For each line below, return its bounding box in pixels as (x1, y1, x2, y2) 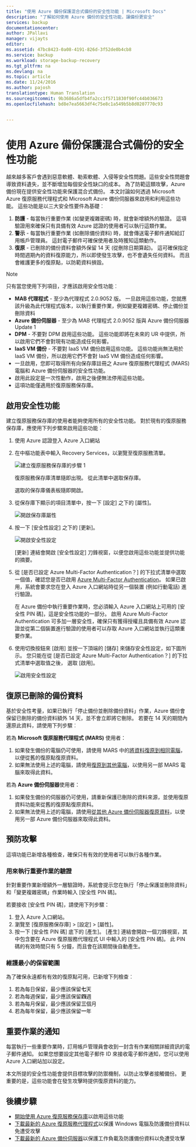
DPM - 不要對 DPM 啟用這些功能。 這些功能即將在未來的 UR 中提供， (14, 331, 181, 338)
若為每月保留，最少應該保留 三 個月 (14, 1000, 97, 1007)
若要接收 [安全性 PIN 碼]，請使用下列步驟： (6, 901, 110, 908)
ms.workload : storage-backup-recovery (6, 57, 100, 63)
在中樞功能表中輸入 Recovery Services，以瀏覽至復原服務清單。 (14, 449, 169, 456)
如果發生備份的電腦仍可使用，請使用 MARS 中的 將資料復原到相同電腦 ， (14, 747, 185, 754)
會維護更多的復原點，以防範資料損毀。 (14, 259, 107, 266)
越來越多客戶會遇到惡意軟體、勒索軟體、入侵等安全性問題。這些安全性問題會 (6, 173, 190, 180)
